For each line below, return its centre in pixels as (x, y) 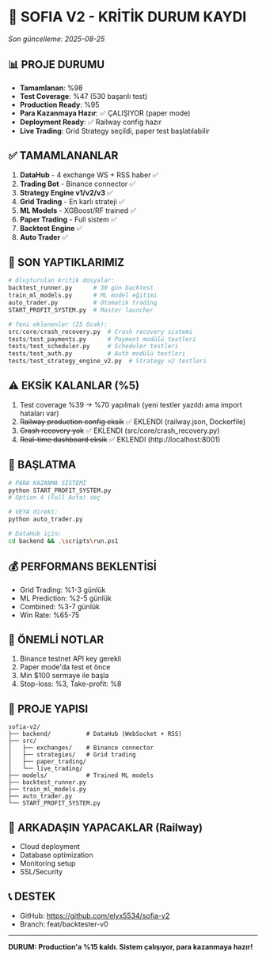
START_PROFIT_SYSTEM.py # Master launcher (81, 310)
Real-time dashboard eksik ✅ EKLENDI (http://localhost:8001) (120, 439)
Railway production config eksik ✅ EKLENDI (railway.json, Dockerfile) (133, 421)
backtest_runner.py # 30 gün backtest (81, 288)
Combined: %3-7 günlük (60, 606)
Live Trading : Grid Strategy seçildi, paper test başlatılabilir (114, 131)
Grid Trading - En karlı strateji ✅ (72, 201)
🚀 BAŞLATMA (42, 465)
